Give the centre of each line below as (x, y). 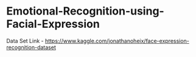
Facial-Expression (53, 24)
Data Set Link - (25, 41)
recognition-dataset (31, 47)
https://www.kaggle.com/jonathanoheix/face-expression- (117, 41)
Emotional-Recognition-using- (85, 11)
